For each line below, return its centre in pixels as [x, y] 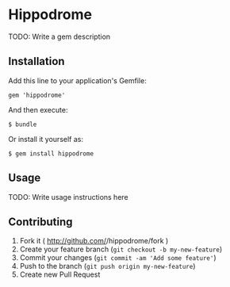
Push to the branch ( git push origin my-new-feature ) [107, 266]
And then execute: [38, 109]
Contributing [40, 222]
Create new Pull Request [60, 274]
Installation [36, 61]
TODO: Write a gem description [59, 36]
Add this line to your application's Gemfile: [77, 80]
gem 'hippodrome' [37, 95]
